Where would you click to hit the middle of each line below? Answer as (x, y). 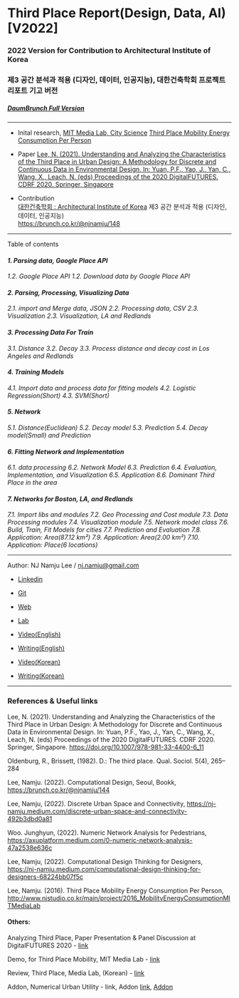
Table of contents (33, 244)
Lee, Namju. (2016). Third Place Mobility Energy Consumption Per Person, (116, 890)
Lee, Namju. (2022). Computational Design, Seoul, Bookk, (92, 782)
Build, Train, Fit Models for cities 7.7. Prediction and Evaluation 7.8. (105, 530)
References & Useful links (53, 701)
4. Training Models (36, 372)
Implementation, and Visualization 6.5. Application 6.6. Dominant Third (111, 475)
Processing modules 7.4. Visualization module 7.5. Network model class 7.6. (118, 523)
